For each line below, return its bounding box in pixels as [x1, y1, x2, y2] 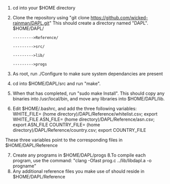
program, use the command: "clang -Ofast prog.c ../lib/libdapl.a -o [12, 158, 152, 163]
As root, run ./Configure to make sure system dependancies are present [12, 71, 163, 77]
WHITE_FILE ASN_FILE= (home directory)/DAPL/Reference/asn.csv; [12, 117, 155, 122]
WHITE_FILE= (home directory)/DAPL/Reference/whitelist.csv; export [12, 111, 158, 117]
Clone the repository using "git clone [12, 15, 90, 20]
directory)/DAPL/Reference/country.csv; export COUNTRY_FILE [12, 127, 146, 133]
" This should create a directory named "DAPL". [49, 20, 149, 26]
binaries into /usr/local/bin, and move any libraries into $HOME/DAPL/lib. [12, 96, 165, 101]
